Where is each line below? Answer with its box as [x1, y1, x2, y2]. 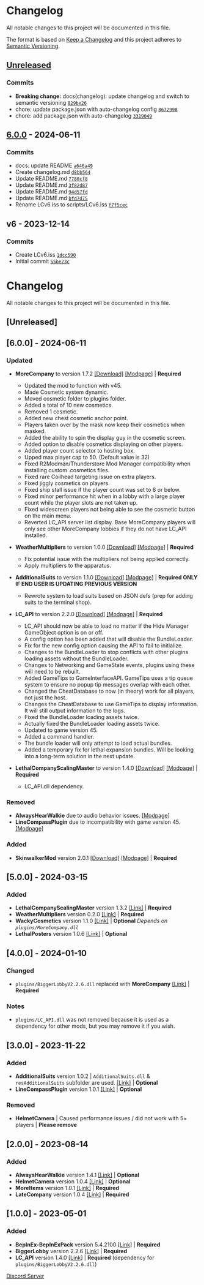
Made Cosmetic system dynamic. [24, 388, 109, 396]
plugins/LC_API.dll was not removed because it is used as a [15, 1016, 169, 1023]
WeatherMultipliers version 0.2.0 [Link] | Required [15, 911, 145, 918]
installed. [24, 532, 48, 539]
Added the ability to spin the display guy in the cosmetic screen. [24, 434, 186, 442]
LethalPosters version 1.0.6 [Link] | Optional [15, 930, 128, 938]
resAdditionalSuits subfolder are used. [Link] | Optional [15, 1079, 158, 1086]
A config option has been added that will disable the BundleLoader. [24, 635, 194, 643]
